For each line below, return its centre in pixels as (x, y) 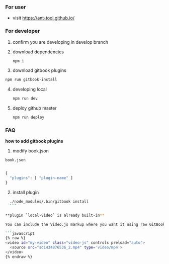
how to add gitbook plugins (34, 141)
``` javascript (20, 233)
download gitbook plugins (39, 70)
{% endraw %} (19, 257)
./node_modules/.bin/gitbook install (49, 202)
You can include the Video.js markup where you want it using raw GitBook (85, 224)
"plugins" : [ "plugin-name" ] (41, 178)
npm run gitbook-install (31, 80)
